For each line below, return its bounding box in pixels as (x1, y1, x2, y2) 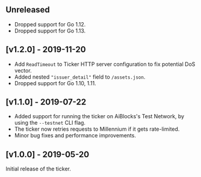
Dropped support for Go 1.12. (14, 20, 86, 28)
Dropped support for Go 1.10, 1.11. (14, 79, 97, 86)
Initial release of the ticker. (5, 165, 72, 173)
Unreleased (5, 5, 51, 15)
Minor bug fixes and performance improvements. (14, 132, 137, 139)
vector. (14, 67, 32, 74)
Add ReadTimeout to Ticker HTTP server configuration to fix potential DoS (14, 60, 196, 68)
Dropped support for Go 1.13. (14, 27, 86, 34)
